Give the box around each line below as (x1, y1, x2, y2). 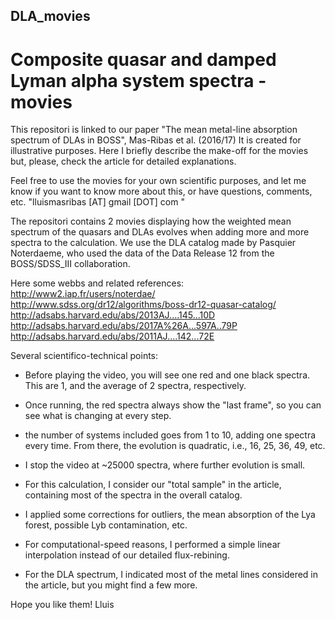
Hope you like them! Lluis (10, 599, 115, 611)
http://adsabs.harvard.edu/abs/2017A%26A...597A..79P (10, 320, 238, 332)
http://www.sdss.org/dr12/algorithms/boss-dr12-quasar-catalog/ (10, 299, 277, 311)
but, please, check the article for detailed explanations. (10, 155, 237, 168)
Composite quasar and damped (10, 48, 277, 71)
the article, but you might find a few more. (24, 579, 198, 591)
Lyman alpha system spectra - (10, 69, 267, 92)
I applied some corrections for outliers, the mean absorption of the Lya (24, 509, 316, 521)
